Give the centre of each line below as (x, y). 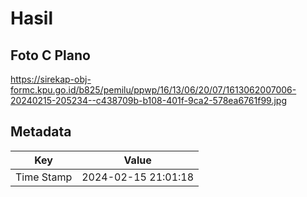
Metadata (41, 132)
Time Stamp (44, 177)
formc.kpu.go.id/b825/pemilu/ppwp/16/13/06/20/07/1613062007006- (153, 90)
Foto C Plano (50, 55)
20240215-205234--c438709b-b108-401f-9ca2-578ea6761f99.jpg (148, 100)
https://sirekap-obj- (51, 79)
